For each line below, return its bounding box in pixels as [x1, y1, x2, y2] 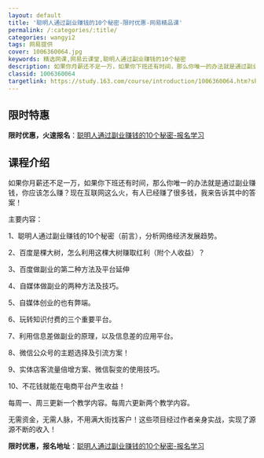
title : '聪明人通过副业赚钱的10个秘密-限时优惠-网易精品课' [8, 19, 183, 27]
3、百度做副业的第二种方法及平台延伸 [8, 265, 130, 274]
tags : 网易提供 [8, 41, 53, 49]
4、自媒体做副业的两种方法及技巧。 [8, 281, 123, 291]
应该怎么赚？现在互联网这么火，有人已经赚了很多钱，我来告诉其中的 [28, 188, 249, 197]
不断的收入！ [14, 425, 57, 434]
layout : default [8, 11, 61, 20]
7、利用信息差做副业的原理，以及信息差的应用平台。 [8, 332, 178, 341]
